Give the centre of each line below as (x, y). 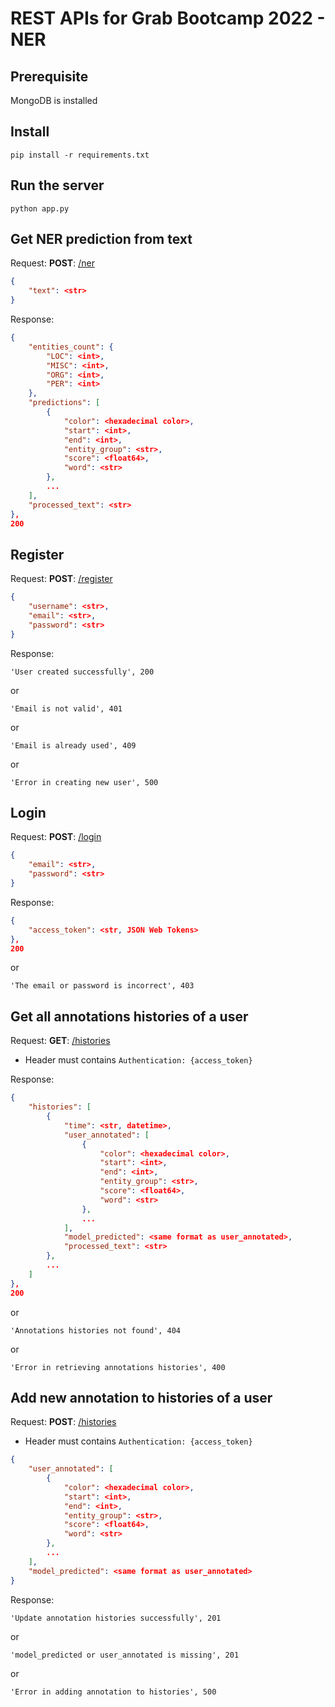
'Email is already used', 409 (73, 745)
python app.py (40, 208)
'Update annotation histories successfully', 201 (116, 1618)
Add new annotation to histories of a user (141, 1397)
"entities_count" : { (71, 347)
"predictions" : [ (64, 403)
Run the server (57, 185)
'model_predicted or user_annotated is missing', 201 (125, 1655)
